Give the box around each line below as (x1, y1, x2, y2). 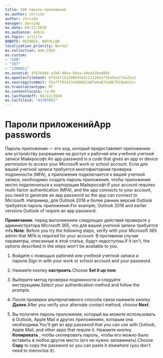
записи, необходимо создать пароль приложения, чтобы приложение (5, 177, 151, 183)
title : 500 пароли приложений (5, 7, 67, 12)
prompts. (12, 287, 31, 293)
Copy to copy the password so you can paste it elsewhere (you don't (12, 342, 151, 348)
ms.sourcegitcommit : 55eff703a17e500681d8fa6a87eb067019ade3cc (5, 80, 136, 84)
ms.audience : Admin (5, 30, 45, 35)
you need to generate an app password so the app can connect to (5, 192, 138, 198)
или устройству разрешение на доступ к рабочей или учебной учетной (5, 151, 154, 157)
